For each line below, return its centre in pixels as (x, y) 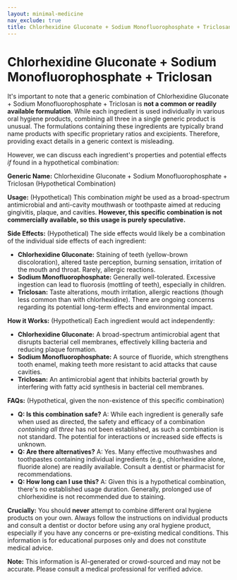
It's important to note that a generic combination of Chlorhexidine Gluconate (118, 97)
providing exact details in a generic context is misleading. (91, 141)
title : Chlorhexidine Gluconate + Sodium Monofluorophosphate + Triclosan (120, 27)
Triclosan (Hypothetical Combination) (62, 183)
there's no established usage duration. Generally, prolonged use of (115, 489)
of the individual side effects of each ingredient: (77, 241)
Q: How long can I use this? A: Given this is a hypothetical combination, (122, 482)
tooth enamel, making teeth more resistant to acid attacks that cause (117, 365)
